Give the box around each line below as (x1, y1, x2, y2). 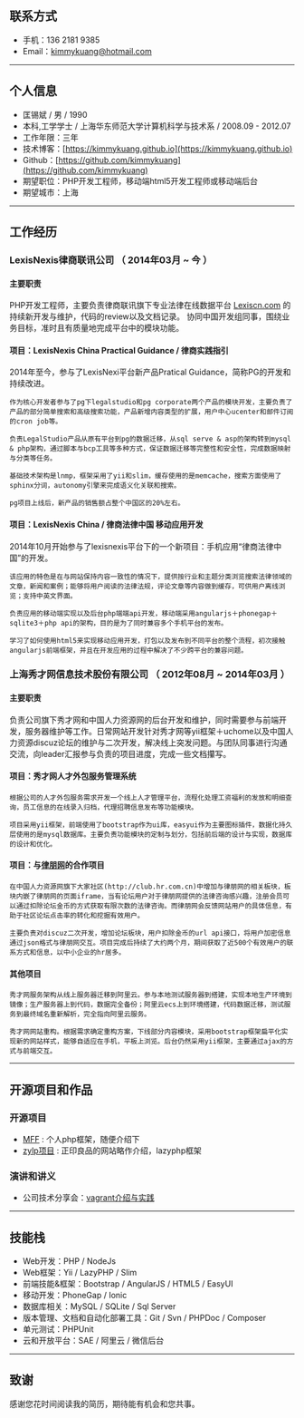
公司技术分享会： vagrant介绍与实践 (22, 1192, 156, 1203)
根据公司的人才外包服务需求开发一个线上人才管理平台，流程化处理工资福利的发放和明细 (9, 792, 286, 802)
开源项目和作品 (9, 1082, 93, 1097)
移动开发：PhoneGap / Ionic (22, 1290, 128, 1301)
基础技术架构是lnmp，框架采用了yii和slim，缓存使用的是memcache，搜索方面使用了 (9, 471, 282, 481)
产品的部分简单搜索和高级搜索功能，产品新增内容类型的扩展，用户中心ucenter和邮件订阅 (9, 407, 294, 417)
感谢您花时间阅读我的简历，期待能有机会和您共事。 (9, 1398, 200, 1409)
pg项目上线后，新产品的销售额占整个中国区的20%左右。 (9, 499, 185, 508)
